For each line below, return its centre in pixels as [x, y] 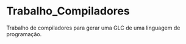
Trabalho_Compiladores [68, 11]
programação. [24, 34]
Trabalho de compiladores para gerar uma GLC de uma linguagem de [93, 28]
